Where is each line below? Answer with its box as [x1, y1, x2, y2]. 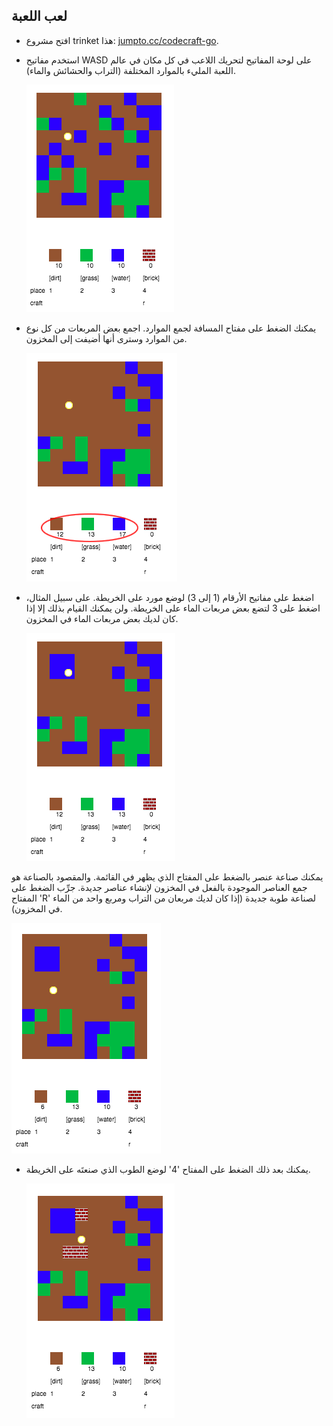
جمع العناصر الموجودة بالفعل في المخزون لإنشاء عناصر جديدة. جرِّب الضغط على [11, 881, 308, 893]
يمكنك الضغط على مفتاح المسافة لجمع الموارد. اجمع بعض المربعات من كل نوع [25, 322, 317, 334]
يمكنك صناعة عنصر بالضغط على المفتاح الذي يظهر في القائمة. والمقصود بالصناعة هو [11, 870, 324, 883]
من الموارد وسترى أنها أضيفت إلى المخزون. [25, 332, 188, 344]
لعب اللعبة [11, 8, 68, 25]
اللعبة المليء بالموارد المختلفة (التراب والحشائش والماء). [25, 64, 236, 76]
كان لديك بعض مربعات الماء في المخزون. [25, 612, 179, 624]
